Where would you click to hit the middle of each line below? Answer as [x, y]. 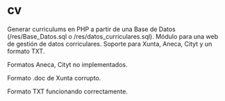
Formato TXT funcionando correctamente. [68, 91]
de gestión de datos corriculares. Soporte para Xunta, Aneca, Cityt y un [110, 44]
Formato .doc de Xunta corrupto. [54, 77]
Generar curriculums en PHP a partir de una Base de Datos [91, 29]
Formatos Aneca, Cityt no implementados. [67, 64]
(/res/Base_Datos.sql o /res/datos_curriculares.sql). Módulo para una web [113, 36]
